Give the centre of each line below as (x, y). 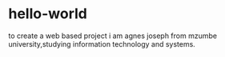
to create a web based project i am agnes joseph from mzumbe (113, 36)
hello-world (48, 14)
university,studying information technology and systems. (102, 44)
